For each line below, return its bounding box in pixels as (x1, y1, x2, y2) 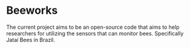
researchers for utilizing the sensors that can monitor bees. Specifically (6, 29, 184, 37)
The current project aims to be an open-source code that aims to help (6, 23, 180, 31)
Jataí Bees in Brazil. (6, 36, 55, 43)
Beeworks (6, 4, 58, 17)
